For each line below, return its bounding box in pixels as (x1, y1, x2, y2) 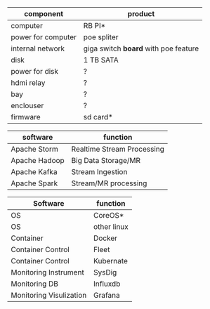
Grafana (93, 291, 121, 300)
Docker (93, 233, 118, 243)
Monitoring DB (11, 279, 58, 289)
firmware (11, 112, 41, 121)
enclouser (11, 101, 44, 110)
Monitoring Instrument (11, 268, 84, 277)
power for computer (11, 32, 77, 41)
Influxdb (93, 279, 121, 289)
